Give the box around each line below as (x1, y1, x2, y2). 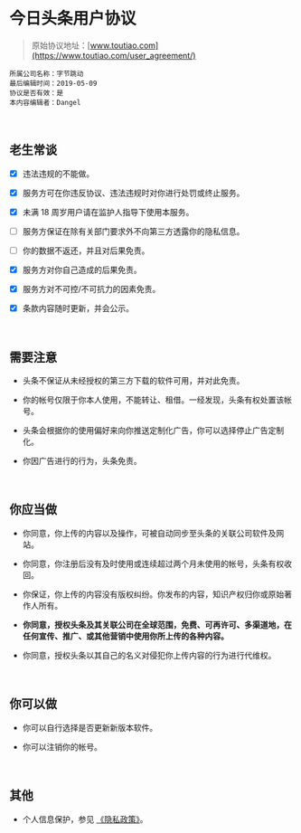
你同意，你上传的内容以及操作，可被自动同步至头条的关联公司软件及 (22, 527, 277, 538)
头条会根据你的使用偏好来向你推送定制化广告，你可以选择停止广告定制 (22, 425, 285, 436)
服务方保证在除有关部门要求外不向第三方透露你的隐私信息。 (22, 225, 245, 236)
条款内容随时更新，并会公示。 (22, 303, 134, 314)
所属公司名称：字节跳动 (9, 69, 84, 78)
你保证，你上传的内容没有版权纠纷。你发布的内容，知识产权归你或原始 (22, 589, 285, 600)
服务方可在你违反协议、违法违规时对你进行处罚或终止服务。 (22, 187, 245, 198)
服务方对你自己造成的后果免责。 (22, 264, 142, 276)
